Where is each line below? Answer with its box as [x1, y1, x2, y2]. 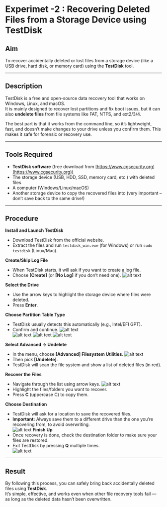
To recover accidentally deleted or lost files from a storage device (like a [5, 58, 153, 63]
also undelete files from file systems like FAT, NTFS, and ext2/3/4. [5, 111, 142, 117]
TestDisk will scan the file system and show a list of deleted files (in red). [12, 362, 162, 368]
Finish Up [32, 427, 53, 433]
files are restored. [12, 437, 49, 443]
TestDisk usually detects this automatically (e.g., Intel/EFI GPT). [12, 321, 142, 327]
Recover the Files [5, 372, 42, 378]
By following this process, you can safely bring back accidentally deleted [5, 480, 155, 486]
